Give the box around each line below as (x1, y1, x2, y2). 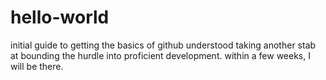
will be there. (10, 60, 64, 72)
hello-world (10, 6, 110, 29)
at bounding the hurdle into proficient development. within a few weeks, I (10, 49, 311, 61)
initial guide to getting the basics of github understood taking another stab (10, 39, 317, 51)
